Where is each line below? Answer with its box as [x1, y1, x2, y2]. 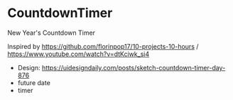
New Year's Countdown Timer [7, 28, 96, 37]
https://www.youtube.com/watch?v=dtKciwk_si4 [7, 50, 150, 58]
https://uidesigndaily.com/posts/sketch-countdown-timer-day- [41, 63, 226, 72]
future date [17, 78, 51, 87]
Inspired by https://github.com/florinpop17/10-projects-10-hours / [7, 42, 199, 50]
